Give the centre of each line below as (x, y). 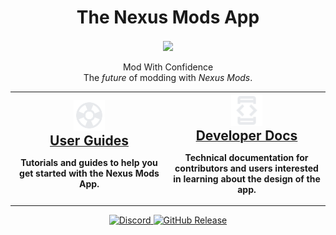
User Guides (89, 141)
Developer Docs (246, 135)
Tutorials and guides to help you (89, 163)
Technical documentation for (246, 157)
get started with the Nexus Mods (89, 173)
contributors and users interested (246, 168)
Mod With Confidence (168, 67)
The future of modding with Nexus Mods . (168, 78)
